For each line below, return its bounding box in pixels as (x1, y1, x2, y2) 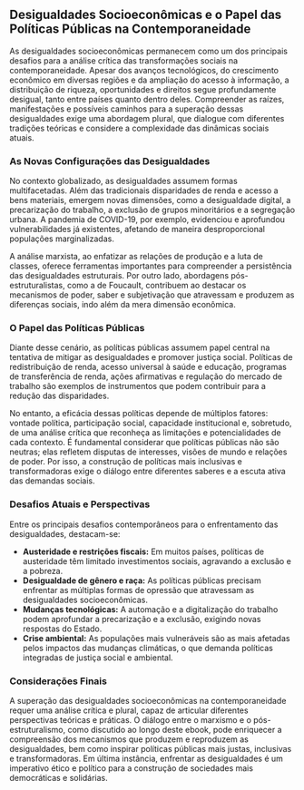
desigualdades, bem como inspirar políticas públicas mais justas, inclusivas (9, 744, 292, 754)
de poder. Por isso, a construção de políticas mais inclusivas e (9, 456, 242, 467)
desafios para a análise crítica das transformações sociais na (9, 54, 239, 66)
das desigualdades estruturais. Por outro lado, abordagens (9, 270, 230, 281)
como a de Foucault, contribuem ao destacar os (66, 280, 247, 291)
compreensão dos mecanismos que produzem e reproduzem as (9, 734, 250, 745)
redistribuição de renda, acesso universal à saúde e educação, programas (9, 362, 288, 373)
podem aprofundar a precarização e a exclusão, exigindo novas (22, 613, 261, 624)
